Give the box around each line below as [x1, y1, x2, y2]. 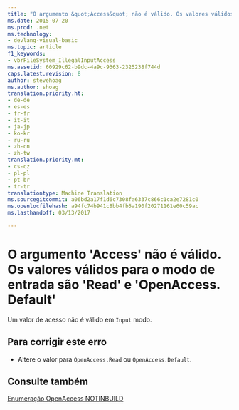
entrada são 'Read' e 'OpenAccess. [7, 277, 221, 293]
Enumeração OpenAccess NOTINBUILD [7, 394, 124, 403]
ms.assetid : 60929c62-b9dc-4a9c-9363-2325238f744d [7, 63, 161, 71]
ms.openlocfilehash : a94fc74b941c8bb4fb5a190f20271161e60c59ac [7, 203, 199, 210]
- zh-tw [7, 150, 31, 157]
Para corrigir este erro [7, 336, 107, 348]
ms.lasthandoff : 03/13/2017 [7, 210, 91, 217]
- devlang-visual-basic [7, 37, 78, 44]
